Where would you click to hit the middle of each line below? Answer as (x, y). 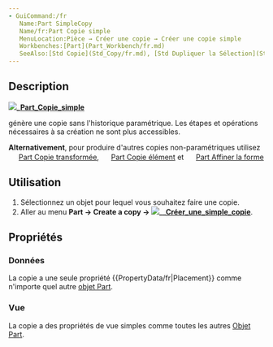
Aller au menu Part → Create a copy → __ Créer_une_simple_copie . (136, 211)
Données (26, 260)
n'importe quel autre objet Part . (61, 287)
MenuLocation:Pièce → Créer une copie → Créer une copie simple (130, 39)
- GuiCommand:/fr (38, 16)
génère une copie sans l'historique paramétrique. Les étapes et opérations (133, 123)
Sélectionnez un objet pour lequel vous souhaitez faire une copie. (130, 202)
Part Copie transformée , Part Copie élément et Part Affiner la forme (141, 157)
